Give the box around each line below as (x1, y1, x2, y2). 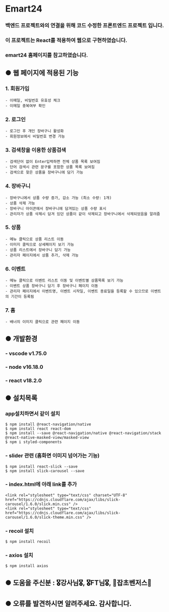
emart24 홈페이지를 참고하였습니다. (5, 51, 88, 59)
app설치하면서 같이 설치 (5, 410, 61, 417)
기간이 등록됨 (11, 294, 34, 299)
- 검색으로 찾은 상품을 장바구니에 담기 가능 (5, 170, 84, 175)
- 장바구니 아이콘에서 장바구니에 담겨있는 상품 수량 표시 (5, 206, 106, 211)
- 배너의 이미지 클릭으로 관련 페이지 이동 (5, 319, 80, 324)
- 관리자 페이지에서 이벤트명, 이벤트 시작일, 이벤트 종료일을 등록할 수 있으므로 (5, 289, 149, 294)
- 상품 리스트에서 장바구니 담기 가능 (5, 247, 71, 252)
